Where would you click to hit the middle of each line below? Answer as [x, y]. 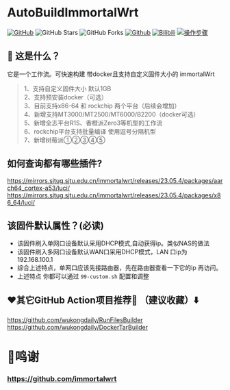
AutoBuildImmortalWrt [73, 13]
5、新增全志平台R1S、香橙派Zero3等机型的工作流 [93, 123]
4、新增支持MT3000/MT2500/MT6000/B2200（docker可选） [112, 114]
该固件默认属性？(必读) [55, 225]
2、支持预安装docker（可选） [66, 97]
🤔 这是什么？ [34, 56]
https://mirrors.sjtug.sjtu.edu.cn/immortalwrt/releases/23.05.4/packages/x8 [114, 195]
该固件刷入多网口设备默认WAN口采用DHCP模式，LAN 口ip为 [102, 252]
